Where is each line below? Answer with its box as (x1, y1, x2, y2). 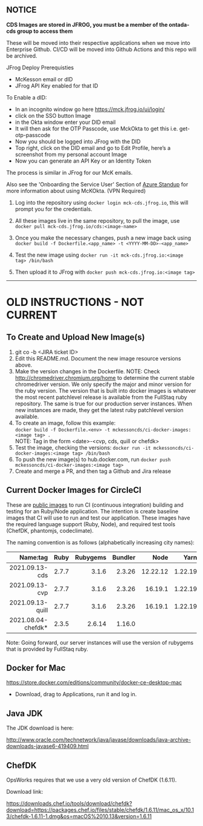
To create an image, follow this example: (14, 419, 116, 427)
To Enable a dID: (6, 93, 47, 101)
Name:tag (19, 553, 48, 561)
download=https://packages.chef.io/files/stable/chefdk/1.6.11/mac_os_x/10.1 (6, 807, 195, 814)
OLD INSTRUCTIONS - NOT (6, 296, 144, 309)
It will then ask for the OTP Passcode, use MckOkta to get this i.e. (14, 124, 178, 132)
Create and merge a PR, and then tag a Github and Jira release (14, 467, 171, 475)
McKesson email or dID (14, 75, 73, 83)
